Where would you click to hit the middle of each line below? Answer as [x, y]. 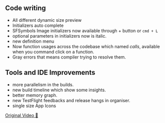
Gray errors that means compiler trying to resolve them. [69, 57]
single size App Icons [34, 106]
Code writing [26, 8]
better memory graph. [35, 95]
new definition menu [33, 41]
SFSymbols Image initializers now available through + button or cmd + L [85, 31]
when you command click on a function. [53, 52]
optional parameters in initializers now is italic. [59, 36]
